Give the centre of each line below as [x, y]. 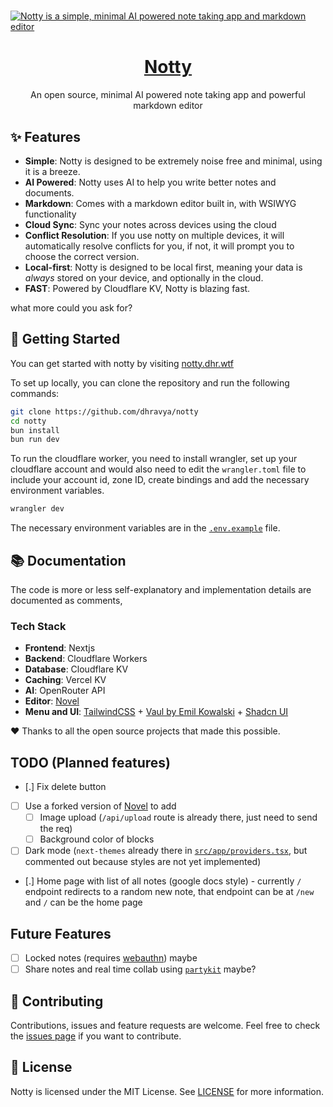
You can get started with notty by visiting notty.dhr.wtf [122, 363]
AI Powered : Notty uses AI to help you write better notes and [150, 182]
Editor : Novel [52, 701]
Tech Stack [38, 626]
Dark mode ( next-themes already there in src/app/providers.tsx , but [166, 851]
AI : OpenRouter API [65, 691]
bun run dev [35, 440]
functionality [50, 214]
